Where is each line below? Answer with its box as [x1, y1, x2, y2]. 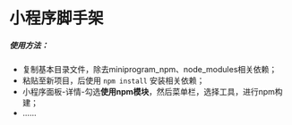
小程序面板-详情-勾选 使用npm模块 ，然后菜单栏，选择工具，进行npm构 [21, 87, 284, 97]
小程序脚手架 [9, 8, 105, 29]
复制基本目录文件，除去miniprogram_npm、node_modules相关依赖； [21, 64, 278, 75]
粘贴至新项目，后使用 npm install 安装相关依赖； [21, 75, 205, 86]
